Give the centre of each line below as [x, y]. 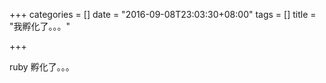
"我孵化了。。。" [40, 26]
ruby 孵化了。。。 [42, 67]
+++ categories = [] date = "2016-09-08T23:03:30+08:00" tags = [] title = [163, 14]
